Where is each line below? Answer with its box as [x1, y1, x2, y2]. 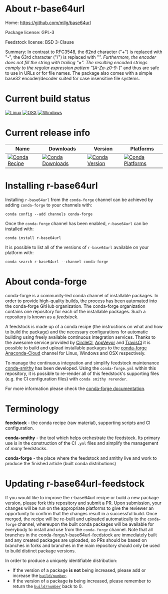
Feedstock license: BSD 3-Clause [5, 39, 74, 45]
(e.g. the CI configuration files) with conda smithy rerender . [5, 375, 127, 381]
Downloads [48, 145, 76, 152]
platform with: [5, 249, 34, 256]
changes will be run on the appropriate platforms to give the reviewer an [5, 505, 154, 511]
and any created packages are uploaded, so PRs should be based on [5, 537, 147, 543]
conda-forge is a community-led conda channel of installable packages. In [5, 292, 158, 298]
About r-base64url [5, 3, 85, 15]
